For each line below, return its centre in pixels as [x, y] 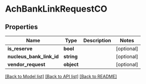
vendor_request [26, 64]
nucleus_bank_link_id [33, 57]
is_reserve [20, 49]
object [71, 64]
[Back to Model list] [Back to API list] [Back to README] [61, 76]
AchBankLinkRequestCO [56, 9]
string [71, 57]
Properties [21, 27]
